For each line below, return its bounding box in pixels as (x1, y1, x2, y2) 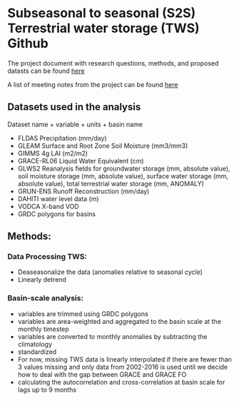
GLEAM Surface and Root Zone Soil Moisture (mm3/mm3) (17, 141, 188, 150)
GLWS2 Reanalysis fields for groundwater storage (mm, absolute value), (17, 164, 230, 173)
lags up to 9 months (17, 385, 77, 394)
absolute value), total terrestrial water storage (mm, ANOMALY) (17, 179, 205, 188)
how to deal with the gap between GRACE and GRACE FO (17, 370, 187, 379)
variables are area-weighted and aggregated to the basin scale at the (17, 317, 221, 325)
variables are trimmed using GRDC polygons (17, 309, 148, 318)
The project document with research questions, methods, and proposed (7, 59, 219, 67)
